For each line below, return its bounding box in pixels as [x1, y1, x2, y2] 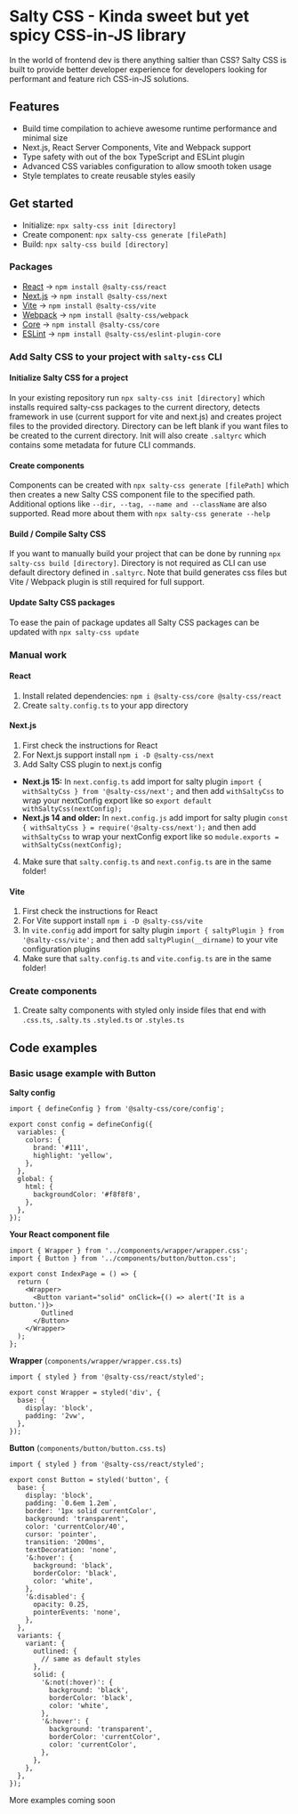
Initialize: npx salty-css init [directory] [21, 220, 177, 231]
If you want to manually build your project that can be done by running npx [9, 548, 282, 559]
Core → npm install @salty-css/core [21, 319, 160, 329]
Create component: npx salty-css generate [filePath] [21, 229, 227, 239]
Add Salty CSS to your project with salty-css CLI [9, 350, 222, 362]
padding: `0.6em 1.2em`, [25, 1499, 117, 1508]
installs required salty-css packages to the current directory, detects [9, 401, 261, 412]
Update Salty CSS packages [9, 596, 116, 607]
